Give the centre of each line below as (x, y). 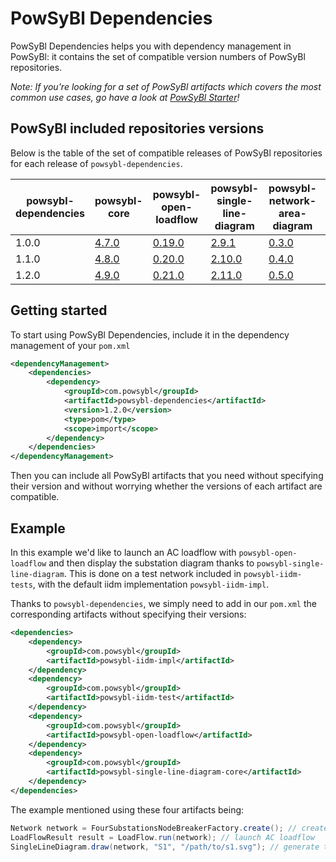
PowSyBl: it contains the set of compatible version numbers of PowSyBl (158, 56)
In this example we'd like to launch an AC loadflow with (123, 552)
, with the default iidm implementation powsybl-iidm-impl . (151, 584)
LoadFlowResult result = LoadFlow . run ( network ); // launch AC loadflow (162, 837)
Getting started (59, 310)
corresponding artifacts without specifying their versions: (128, 614)
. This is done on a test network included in (152, 573)
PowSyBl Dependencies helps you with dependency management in (151, 46)
